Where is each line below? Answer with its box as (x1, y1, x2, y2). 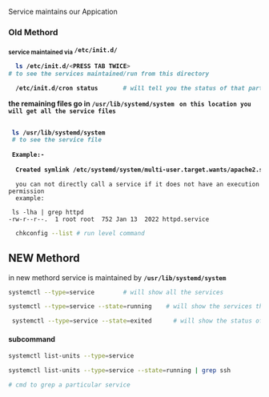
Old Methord (8, 26, 58, 38)
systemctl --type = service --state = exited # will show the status (11, 317, 252, 325)
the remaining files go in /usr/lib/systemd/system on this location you (8, 98, 251, 108)
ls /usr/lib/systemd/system (11, 128, 106, 137)
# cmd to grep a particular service (8, 381, 130, 389)
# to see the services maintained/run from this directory (8, 70, 210, 78)
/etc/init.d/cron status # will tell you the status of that (15, 84, 246, 92)
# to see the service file (11, 136, 102, 144)
